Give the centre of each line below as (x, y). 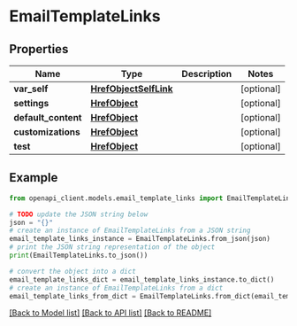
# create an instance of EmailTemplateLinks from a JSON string (130, 231)
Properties (39, 49)
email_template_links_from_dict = (73, 296)
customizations (47, 132)
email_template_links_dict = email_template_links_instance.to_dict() (142, 279)
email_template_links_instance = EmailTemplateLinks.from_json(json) (140, 239)
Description (207, 74)
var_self (31, 89)
